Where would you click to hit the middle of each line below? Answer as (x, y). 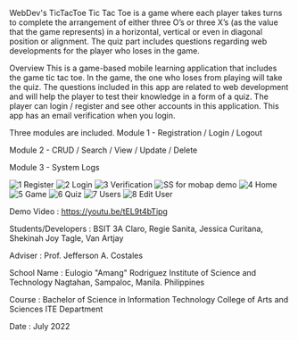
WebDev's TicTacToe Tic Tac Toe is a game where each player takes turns (146, 13)
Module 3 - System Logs (54, 167)
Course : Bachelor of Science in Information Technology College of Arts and (149, 299)
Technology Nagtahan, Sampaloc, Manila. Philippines (107, 282)
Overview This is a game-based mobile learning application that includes (143, 68)
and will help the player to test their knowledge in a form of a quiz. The (139, 96)
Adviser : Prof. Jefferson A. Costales (76, 255)
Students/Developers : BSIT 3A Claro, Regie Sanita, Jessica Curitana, (136, 228)
